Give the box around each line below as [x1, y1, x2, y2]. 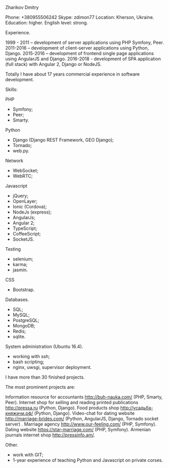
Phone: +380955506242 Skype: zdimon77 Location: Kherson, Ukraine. [5, 14, 154, 20]
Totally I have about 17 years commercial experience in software [5, 71, 140, 77]
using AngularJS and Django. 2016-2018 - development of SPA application [5, 56, 161, 62]
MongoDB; [12, 323, 36, 329]
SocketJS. [12, 236, 35, 242]
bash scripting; [12, 359, 44, 365]
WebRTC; [12, 173, 33, 179]
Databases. [5, 296, 30, 302]
